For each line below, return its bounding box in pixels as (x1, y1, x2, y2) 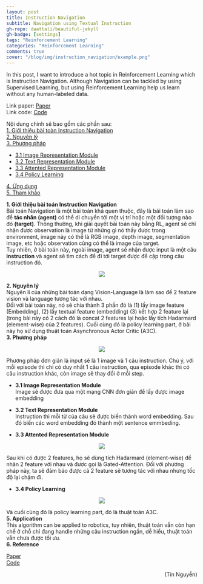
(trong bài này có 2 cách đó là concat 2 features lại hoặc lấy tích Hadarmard (6, 314, 196, 321)
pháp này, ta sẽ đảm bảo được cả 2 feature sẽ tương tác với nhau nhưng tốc (6, 467, 196, 474)
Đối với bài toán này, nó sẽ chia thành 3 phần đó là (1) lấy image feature (6, 301, 185, 309)
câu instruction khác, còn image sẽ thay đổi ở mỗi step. (6, 369, 144, 377)
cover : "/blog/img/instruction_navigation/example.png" (6, 54, 150, 60)
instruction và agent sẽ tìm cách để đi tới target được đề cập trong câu (6, 252, 184, 259)
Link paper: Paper (6, 101, 51, 109)
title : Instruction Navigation (6, 15, 85, 21)
